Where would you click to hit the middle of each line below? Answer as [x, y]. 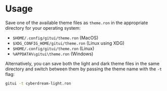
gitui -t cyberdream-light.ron [38, 83]
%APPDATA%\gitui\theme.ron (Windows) [53, 54]
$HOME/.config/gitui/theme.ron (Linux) [53, 48]
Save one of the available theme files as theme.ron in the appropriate [77, 23]
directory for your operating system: [43, 28]
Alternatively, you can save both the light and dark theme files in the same [82, 63]
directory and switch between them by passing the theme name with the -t [83, 69]
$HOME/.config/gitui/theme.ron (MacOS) [55, 38]
